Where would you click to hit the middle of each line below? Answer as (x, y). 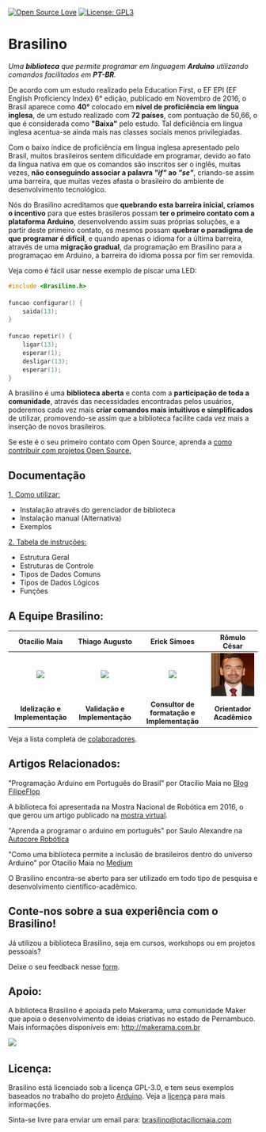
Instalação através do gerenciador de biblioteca (97, 510)
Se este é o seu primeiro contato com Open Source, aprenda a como (120, 442)
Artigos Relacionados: (64, 764)
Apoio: (25, 991)
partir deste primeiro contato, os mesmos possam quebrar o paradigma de (131, 230)
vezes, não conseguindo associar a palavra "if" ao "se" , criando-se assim (131, 172)
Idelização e (41, 708)
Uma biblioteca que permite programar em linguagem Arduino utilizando (129, 66)
